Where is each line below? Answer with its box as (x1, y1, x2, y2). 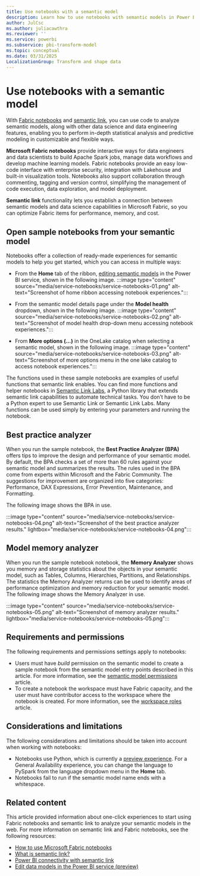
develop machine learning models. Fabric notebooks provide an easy (6, 160, 176, 167)
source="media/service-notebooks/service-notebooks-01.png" (14, 283, 171, 290)
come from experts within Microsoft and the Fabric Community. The (6, 471, 173, 478)
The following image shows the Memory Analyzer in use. (6, 590, 146, 597)
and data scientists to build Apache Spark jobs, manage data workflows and (6, 153, 193, 161)
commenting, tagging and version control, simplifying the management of (6, 179, 186, 186)
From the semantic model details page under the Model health (14, 301, 168, 308)
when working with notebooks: (6, 744, 82, 751)
